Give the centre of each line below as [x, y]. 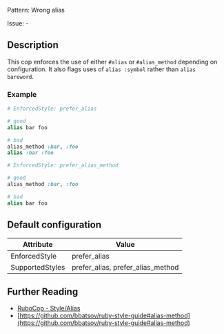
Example [22, 94]
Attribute [38, 244]
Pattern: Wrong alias [36, 10]
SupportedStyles [38, 267]
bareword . [21, 76]
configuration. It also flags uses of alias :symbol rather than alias [102, 69]
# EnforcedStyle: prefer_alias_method [63, 165]
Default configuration [54, 225]
